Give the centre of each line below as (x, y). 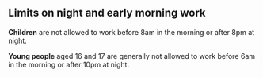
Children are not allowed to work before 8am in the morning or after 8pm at (131, 32)
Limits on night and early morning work (107, 13)
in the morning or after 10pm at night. (69, 64)
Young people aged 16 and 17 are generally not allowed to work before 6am (132, 56)
